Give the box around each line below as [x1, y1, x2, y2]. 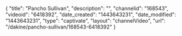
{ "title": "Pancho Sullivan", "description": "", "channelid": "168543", [5, 5, 169, 12]
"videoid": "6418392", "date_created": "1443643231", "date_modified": [5, 11, 176, 18]
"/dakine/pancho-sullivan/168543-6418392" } [5, 23, 116, 30]
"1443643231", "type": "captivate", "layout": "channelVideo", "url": [5, 17, 166, 24]
